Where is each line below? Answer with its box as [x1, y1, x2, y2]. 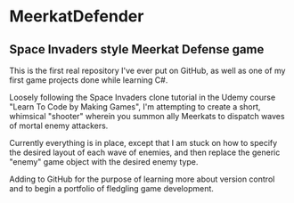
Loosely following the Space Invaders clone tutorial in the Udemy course [9, 92, 276, 102]
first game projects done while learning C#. [9, 75, 168, 85]
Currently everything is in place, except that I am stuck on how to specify [9, 138, 278, 148]
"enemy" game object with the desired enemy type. [9, 157, 199, 166]
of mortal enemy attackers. [9, 120, 109, 131]
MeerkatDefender [9, 6, 144, 27]
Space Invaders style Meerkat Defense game [9, 42, 265, 57]
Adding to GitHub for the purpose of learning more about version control [9, 174, 275, 184]
